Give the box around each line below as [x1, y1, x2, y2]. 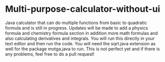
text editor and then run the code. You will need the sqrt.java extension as [5, 40, 156, 46]
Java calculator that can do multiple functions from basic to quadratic [5, 20, 147, 26]
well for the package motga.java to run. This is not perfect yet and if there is [5, 46, 160, 52]
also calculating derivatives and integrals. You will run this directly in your [5, 35, 155, 41]
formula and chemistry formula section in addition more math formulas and [5, 30, 158, 36]
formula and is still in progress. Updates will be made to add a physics [5, 25, 148, 31]
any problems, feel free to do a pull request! [5, 51, 95, 57]
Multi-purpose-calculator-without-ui [5, 3, 161, 15]
